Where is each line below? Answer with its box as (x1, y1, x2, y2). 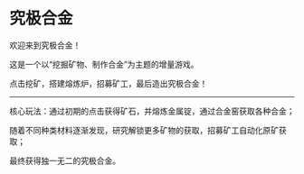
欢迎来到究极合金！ (9, 40, 81, 50)
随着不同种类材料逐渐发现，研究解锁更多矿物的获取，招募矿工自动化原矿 (9, 124, 279, 135)
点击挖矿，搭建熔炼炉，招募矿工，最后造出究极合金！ (9, 78, 208, 88)
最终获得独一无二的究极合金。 (9, 155, 120, 166)
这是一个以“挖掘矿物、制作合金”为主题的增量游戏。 (9, 59, 199, 69)
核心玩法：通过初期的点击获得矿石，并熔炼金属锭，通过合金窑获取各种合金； (9, 105, 295, 116)
